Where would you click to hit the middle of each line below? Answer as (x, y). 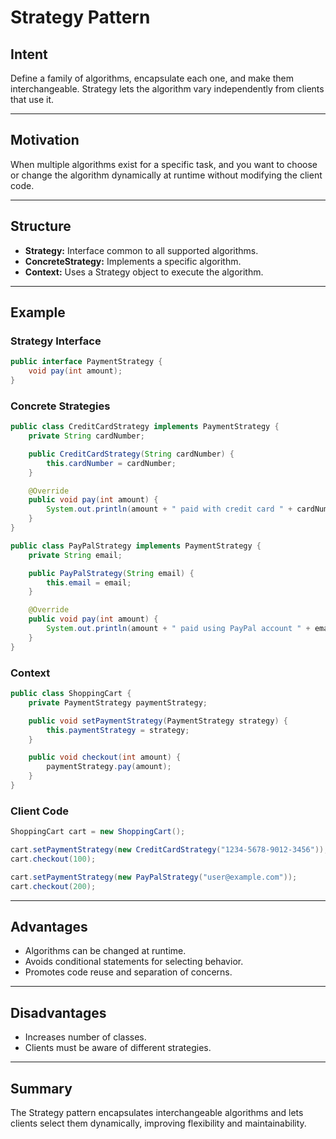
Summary (41, 1088)
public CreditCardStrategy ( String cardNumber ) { (131, 454)
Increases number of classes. (85, 1037)
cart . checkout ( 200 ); (53, 886)
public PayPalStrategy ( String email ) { (111, 573)
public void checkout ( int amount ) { (105, 757)
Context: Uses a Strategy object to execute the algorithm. (144, 272)
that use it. (32, 99)
